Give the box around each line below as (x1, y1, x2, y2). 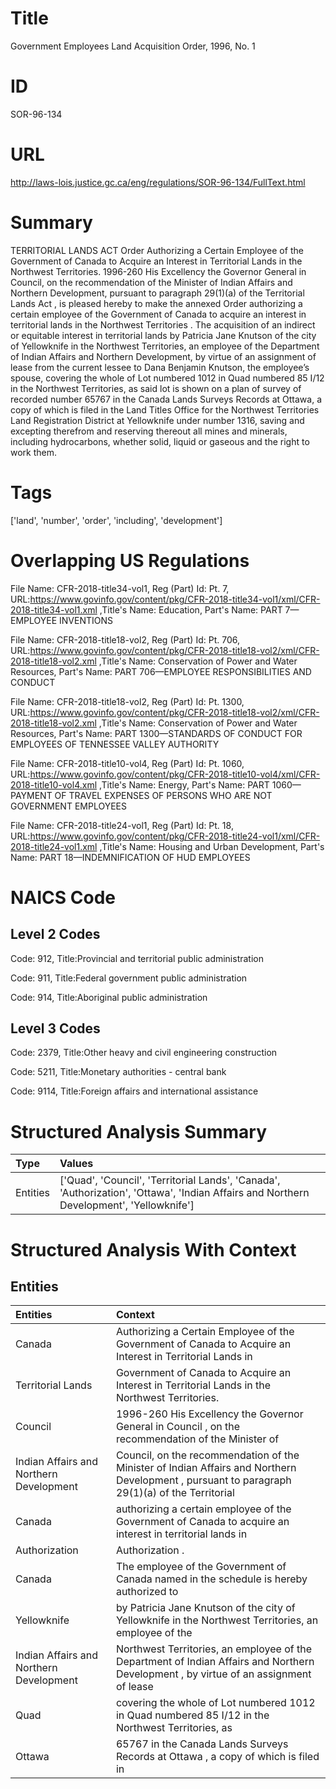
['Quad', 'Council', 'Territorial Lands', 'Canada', (59, 1173, 281, 1187)
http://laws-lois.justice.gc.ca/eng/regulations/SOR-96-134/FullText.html (10, 176, 306, 188)
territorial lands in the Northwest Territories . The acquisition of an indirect (10, 318, 316, 331)
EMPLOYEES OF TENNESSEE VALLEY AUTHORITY (10, 738, 220, 750)
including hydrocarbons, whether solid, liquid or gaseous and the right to (10, 435, 310, 447)
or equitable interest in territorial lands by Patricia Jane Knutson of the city (10, 329, 317, 341)
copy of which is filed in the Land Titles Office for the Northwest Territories (10, 403, 320, 416)
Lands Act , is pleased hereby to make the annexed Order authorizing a (10, 297, 303, 309)
